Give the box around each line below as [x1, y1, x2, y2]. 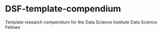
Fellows [5, 24, 20, 30]
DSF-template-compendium [5, 3, 121, 14]
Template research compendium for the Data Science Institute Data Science [5, 19, 157, 25]
